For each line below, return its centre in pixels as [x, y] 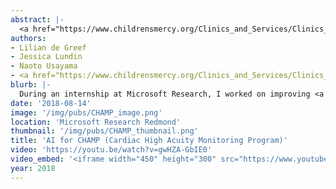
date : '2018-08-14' [51, 103]
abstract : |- [37, 19]
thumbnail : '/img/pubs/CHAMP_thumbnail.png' [104, 131]
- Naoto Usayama [44, 66]
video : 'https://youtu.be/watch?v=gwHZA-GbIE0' [111, 150]
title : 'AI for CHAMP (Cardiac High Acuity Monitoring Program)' [149, 141]
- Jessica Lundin [46, 57]
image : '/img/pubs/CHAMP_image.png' [86, 112]
